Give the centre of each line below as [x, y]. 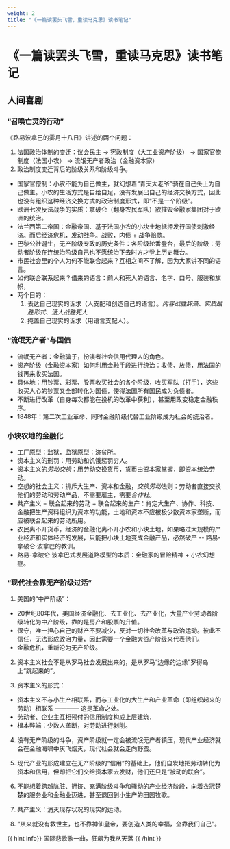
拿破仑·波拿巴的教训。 [48, 546]
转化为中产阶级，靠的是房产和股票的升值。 [83, 622]
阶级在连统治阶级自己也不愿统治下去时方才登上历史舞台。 [110, 252]
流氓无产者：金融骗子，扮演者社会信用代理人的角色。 [92, 356]
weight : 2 [21, 13]
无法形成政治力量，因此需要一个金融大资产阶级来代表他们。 [119, 639]
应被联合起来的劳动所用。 [53, 520]
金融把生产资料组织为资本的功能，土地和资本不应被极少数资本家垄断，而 [119, 511]
